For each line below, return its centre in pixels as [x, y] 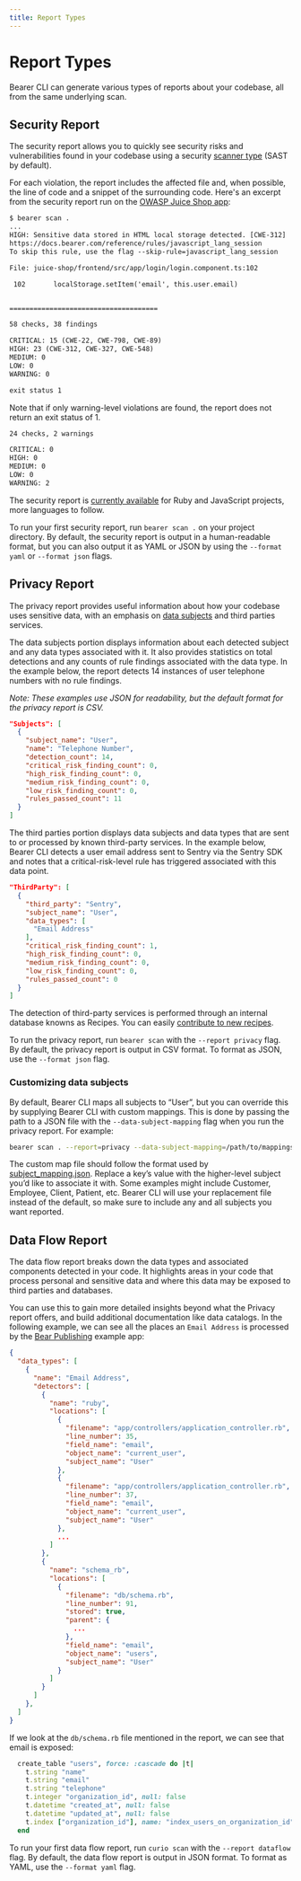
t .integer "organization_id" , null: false [106, 1797]
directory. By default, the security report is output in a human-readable [140, 536]
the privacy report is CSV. [57, 707]
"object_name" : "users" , [112, 1654]
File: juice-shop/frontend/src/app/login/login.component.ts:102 [133, 268]
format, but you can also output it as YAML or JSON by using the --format [146, 546]
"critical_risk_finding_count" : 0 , [92, 765]
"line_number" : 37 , [102, 1495]
